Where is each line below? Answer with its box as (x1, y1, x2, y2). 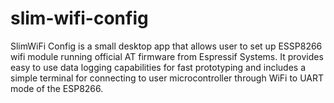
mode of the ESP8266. (10, 82, 104, 94)
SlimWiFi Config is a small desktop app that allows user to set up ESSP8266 (10, 40, 323, 52)
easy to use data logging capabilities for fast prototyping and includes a (10, 61, 307, 73)
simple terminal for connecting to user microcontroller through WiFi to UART (10, 72, 325, 84)
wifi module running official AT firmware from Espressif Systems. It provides (10, 50, 324, 62)
